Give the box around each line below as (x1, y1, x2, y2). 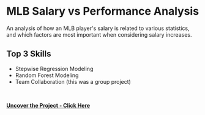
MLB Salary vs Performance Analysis (6, 4, 199, 18)
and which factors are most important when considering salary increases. (6, 31, 192, 38)
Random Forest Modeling (15, 72, 79, 79)
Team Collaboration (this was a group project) (15, 78, 132, 85)
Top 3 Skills (6, 49, 51, 59)
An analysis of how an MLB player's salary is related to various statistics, (6, 24, 190, 32)
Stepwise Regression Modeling (15, 65, 94, 72)
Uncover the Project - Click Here (6, 102, 91, 109)
